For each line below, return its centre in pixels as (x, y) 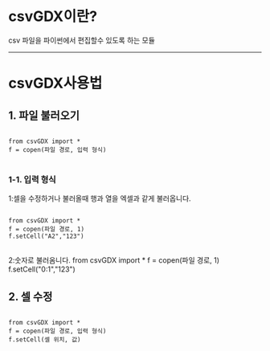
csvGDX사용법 (55, 83)
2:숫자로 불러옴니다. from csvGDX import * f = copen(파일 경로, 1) (114, 260)
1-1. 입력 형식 (32, 179)
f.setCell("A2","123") (46, 237)
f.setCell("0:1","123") (42, 269)
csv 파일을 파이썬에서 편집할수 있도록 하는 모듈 (82, 40)
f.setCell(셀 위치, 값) (45, 340)
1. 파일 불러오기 (44, 115)
